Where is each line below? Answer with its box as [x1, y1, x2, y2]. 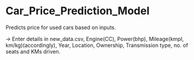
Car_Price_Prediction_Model [5, 4, 150, 18]
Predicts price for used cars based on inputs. [5, 24, 117, 31]
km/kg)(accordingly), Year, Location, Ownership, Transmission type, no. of [5, 42, 189, 49]
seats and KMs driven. [5, 48, 61, 55]
